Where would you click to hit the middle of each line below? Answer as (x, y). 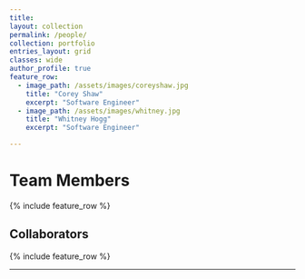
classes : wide (36, 60)
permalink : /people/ (49, 35)
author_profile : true (50, 69)
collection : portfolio (52, 43)
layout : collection (46, 26)
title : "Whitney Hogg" (69, 119)
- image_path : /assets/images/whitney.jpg (99, 111)
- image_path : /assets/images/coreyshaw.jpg (103, 85)
